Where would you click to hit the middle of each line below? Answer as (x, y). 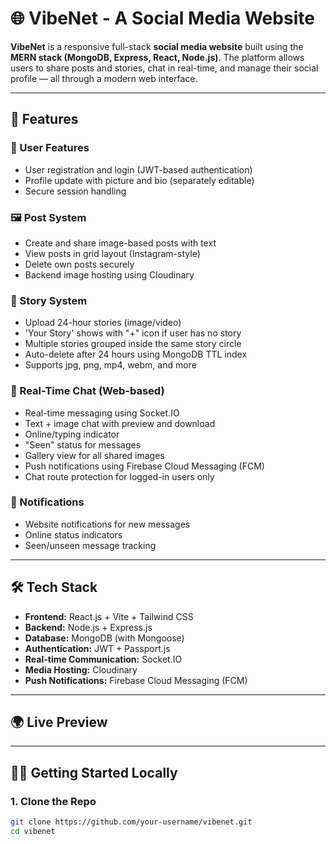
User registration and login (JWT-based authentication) (138, 169)
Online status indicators (73, 534)
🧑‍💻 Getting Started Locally (94, 772)
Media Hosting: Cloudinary (81, 669)
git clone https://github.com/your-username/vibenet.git (131, 822)
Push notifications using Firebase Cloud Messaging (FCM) (144, 466)
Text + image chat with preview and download (120, 423)
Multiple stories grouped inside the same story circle (133, 344)
